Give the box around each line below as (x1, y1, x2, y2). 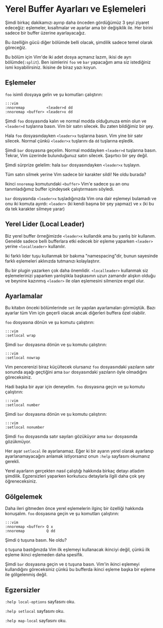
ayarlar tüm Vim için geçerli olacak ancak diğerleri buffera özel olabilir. (5, 310, 146, 316)
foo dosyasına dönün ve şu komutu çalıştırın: (5, 320, 95, 325)
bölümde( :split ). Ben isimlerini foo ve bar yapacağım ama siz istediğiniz (5, 59, 151, 65)
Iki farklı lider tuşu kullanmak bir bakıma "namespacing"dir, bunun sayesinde (5, 253, 158, 259)
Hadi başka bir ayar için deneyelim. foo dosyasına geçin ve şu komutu (5, 384, 145, 390)
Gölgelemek (5, 492, 43, 501)
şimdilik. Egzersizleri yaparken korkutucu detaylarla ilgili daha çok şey (5, 473, 145, 479)
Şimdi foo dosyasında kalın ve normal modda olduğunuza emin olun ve (5, 118, 147, 124)
